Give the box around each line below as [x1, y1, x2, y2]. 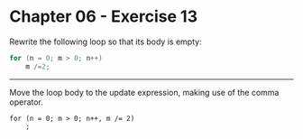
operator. [9, 97, 43, 107]
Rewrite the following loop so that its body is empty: [9, 36, 202, 47]
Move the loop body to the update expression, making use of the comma [9, 87, 280, 97]
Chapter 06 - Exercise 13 [9, 6, 198, 27]
